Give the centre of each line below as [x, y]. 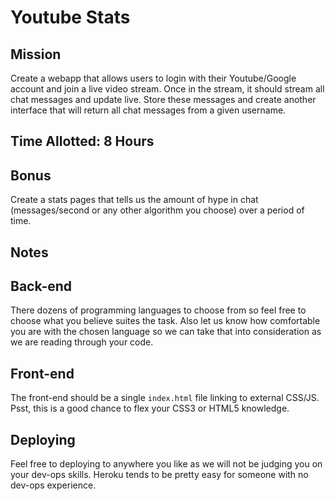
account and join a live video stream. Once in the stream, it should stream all [167, 89]
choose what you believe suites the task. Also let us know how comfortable [165, 321]
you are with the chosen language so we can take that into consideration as [166, 332]
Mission [36, 54]
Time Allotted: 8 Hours [82, 141]
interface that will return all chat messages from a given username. [148, 110]
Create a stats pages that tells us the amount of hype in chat [134, 200]
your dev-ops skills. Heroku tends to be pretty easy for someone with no [159, 475]
